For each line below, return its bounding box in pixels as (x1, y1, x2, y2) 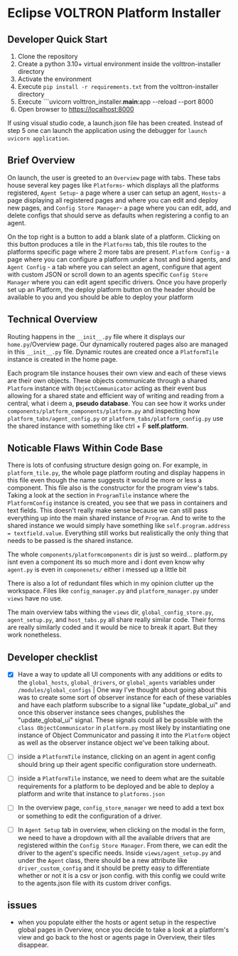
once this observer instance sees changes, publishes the (17, 709, 185, 717)
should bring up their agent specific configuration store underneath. (17, 761, 217, 769)
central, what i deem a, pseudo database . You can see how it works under (7, 399, 226, 407)
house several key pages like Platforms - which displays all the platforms (7, 181, 220, 189)
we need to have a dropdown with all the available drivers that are (17, 833, 211, 842)
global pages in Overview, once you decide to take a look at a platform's (17, 925, 229, 934)
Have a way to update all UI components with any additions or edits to (17, 670, 222, 679)
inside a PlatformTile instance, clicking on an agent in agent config (17, 752, 216, 761)
